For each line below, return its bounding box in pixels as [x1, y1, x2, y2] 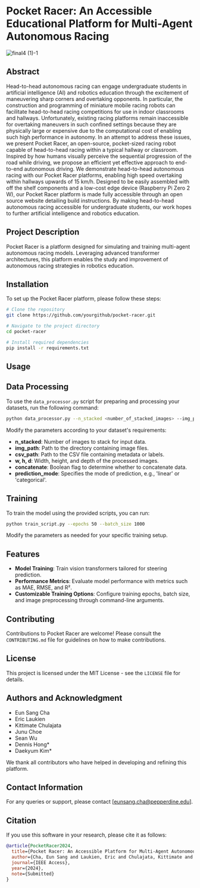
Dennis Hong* [14, 740, 49, 748]
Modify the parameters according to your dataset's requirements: [6, 426, 167, 434]
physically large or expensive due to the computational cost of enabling [6, 127, 182, 134]
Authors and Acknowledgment [6, 693, 123, 703]
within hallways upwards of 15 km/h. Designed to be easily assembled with [6, 178, 189, 185]
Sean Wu [14, 734, 37, 741]
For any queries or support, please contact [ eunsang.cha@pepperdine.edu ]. [6, 798, 193, 805]
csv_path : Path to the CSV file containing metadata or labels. [14, 450, 165, 458]
